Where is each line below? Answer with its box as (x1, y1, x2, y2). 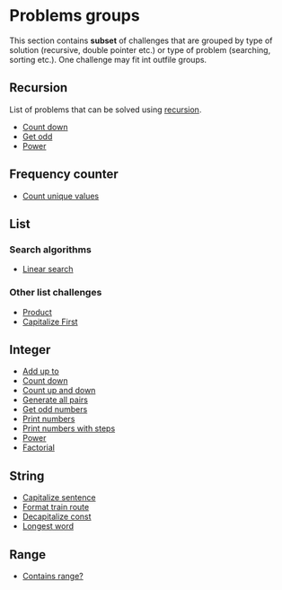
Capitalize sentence (22, 492, 96, 503)
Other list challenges (9, 286, 102, 299)
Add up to (22, 365, 60, 377)
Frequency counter (9, 167, 119, 182)
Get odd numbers (22, 404, 88, 415)
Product (22, 306, 52, 317)
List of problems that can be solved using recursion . (9, 104, 202, 115)
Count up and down (22, 385, 96, 396)
